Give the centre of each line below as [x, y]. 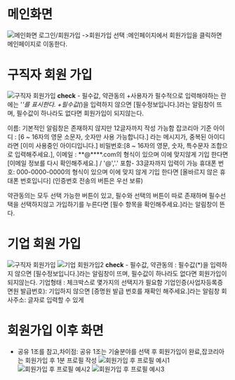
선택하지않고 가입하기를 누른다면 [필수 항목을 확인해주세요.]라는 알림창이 [119, 204]
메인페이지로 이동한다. [38, 43]
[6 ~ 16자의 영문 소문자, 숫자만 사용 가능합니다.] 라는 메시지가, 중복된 [112, 137]
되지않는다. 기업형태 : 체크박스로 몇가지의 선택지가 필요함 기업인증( [98, 282]
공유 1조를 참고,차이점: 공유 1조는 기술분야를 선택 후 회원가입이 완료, [109, 351]
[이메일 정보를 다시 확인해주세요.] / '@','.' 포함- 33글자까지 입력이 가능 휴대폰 [112, 163]
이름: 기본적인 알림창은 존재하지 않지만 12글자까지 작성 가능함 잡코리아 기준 [109, 128]
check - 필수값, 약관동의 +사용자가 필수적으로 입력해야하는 [138, 95]
